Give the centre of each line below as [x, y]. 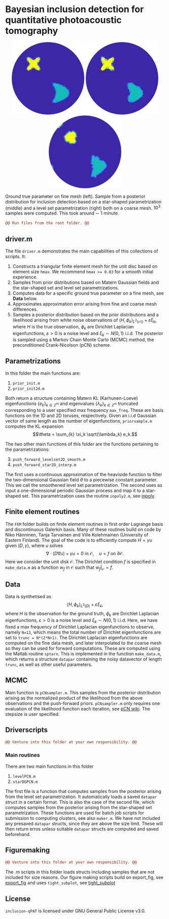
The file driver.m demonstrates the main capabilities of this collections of [82, 251]
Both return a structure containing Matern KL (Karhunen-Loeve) [72, 398]
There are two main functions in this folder [50, 766]
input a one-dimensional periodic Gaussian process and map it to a [75, 490]
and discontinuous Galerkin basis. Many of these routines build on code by [83, 529]
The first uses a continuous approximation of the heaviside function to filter [84, 474]
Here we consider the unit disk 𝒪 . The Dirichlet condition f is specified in [80, 561]
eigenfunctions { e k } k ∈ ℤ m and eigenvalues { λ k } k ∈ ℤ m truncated [72, 404]
